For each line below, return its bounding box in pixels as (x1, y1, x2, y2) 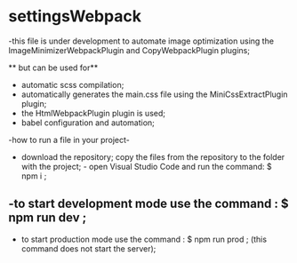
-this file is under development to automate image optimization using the (8, 36, 275, 46)
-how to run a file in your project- (8, 134, 131, 145)
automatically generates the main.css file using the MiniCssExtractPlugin (20, 89, 288, 100)
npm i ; (20, 171, 47, 181)
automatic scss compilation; (20, 79, 124, 90)
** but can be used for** (8, 62, 99, 73)
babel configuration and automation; (20, 117, 155, 128)
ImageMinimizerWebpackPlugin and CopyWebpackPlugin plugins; (8, 44, 251, 55)
